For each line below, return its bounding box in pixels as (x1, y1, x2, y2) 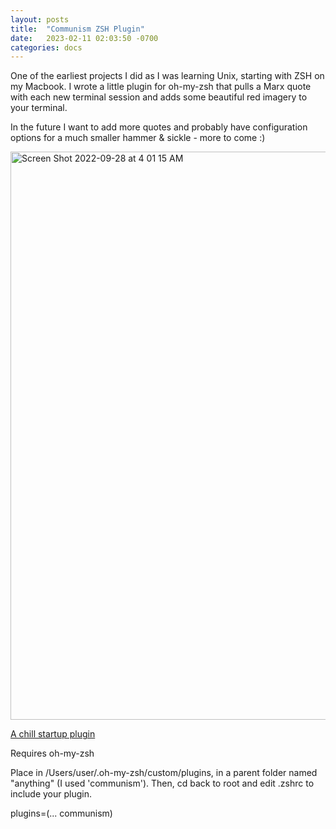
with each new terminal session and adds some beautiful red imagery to (10, 91, 308, 103)
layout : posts (10, 14, 70, 25)
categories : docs (10, 42, 83, 53)
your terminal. (10, 102, 68, 114)
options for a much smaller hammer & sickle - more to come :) (10, 132, 266, 144)
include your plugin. (10, 788, 92, 800)
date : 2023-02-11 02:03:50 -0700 (10, 33, 159, 43)
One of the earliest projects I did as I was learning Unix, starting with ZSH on (10, 70, 325, 82)
